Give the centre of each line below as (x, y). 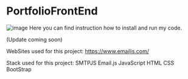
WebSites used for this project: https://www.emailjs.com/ (78, 51)
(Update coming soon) (34, 39)
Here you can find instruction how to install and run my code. (106, 28)
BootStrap (19, 69)
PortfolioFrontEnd (52, 11)
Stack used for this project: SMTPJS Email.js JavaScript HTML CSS (90, 63)
